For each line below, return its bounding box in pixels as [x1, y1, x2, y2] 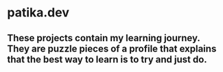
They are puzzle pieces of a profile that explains [7, 43, 217, 54]
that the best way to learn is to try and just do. [7, 53, 207, 65]
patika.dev [7, 5, 70, 21]
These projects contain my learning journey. [7, 32, 200, 44]
